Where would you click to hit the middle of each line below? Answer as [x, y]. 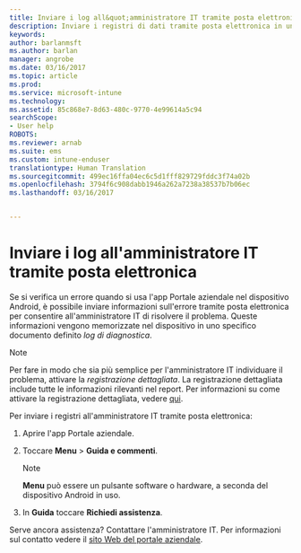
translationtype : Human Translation [77, 168]
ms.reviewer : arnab [46, 143]
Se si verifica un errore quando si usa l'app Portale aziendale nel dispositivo [149, 296]
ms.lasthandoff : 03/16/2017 [62, 193]
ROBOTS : [24, 135]
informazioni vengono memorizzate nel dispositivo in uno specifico [133, 325]
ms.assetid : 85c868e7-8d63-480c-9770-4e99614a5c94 [106, 110]
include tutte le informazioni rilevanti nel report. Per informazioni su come [145, 389]
